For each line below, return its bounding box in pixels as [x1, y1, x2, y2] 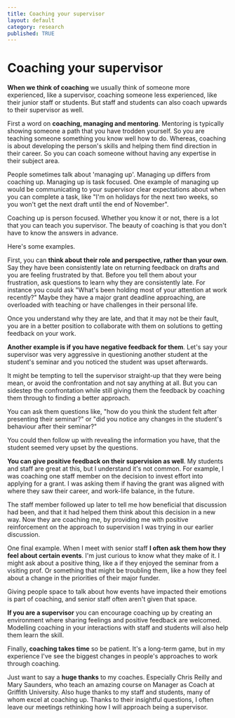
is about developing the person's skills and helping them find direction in [7, 142, 217, 150]
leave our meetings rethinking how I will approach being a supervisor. [7, 703, 208, 712]
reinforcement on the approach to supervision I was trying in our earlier [7, 523, 214, 531]
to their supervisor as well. [7, 106, 84, 115]
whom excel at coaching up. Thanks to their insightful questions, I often [7, 696, 214, 704]
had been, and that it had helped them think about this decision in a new [7, 508, 216, 516]
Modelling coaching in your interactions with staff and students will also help [7, 623, 229, 632]
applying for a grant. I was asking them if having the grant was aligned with [7, 479, 224, 488]
